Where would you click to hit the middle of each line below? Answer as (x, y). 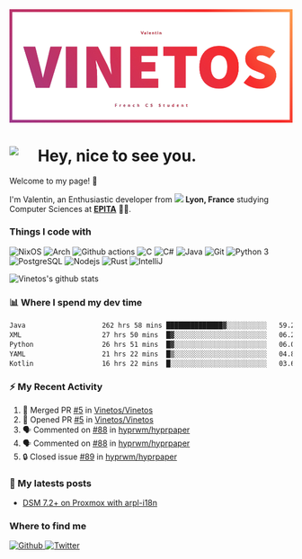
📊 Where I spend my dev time (76, 302)
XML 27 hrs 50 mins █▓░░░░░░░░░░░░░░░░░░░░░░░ (138, 335)
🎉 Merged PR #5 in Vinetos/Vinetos (88, 410)
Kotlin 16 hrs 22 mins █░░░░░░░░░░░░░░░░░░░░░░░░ (138, 363)
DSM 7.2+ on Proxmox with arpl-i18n (90, 503)
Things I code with (50, 232)
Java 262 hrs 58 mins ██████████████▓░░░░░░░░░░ (138, 326)
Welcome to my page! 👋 (53, 181)
